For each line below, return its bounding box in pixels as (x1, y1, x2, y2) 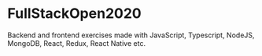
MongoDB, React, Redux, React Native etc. (7, 38, 146, 47)
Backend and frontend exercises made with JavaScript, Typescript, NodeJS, (7, 30, 255, 40)
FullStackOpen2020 (7, 5, 142, 23)
